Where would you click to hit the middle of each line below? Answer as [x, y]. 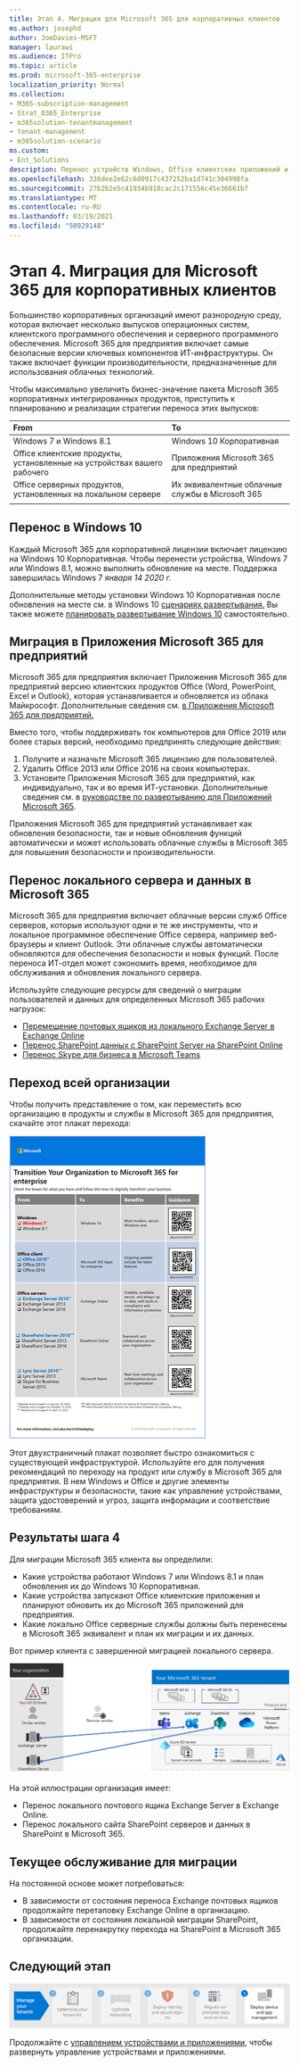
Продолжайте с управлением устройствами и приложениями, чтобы [141, 2043]
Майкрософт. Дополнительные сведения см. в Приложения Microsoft [141, 706]
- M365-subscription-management [69, 104]
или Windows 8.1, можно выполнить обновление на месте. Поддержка [143, 568]
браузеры [28, 944]
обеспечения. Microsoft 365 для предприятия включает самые [129, 343]
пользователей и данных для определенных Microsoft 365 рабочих [137, 1000]
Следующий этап [60, 1966]
